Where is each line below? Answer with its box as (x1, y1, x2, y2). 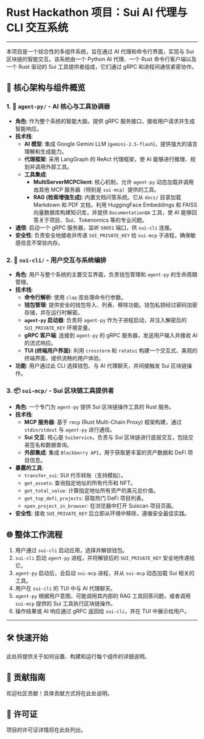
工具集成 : (24, 170, 47, 178)
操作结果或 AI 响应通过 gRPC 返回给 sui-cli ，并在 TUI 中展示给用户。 (15, 608, 190, 615)
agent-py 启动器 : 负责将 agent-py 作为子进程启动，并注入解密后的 (24, 316, 187, 323)
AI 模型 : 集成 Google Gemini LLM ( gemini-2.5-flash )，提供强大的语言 (24, 140, 198, 147)
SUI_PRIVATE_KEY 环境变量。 (24, 324, 93, 331)
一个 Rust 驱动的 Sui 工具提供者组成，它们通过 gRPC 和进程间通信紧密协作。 (6, 63, 197, 70)
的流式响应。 (24, 339, 56, 346)
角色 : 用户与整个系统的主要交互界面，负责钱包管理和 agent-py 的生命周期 (15, 270, 197, 278)
